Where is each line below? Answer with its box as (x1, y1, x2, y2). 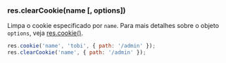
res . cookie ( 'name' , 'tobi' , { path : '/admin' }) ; (7, 43, 156, 50)
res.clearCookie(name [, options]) (7, 6, 126, 15)
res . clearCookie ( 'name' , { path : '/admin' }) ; (7, 49, 146, 56)
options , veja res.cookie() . (7, 29, 83, 37)
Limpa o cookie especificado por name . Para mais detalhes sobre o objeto (7, 22, 220, 30)
